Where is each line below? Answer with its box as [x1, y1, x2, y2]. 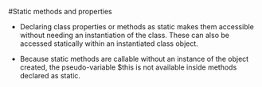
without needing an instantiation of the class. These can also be [19, 31, 229, 40]
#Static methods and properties [8, 7, 113, 16]
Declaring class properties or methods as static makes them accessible [19, 22, 255, 31]
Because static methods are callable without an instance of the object [19, 55, 249, 63]
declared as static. [19, 71, 81, 80]
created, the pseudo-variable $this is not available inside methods [19, 62, 237, 72]
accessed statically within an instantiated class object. [19, 39, 199, 48]
